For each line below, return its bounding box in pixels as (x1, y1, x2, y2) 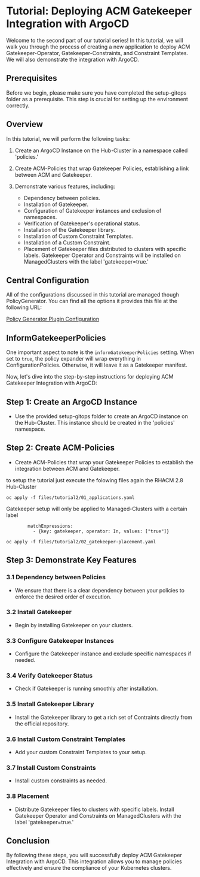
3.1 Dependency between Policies (6, 573, 106, 582)
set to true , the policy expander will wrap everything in (6, 355, 141, 362)
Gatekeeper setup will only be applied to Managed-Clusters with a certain (6, 505, 188, 512)
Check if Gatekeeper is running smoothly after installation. (14, 685, 158, 692)
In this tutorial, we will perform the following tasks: (6, 135, 130, 142)
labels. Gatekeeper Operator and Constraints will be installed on (23, 252, 181, 259)
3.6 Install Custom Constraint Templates (6, 735, 126, 743)
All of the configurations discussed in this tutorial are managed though (6, 291, 179, 298)
